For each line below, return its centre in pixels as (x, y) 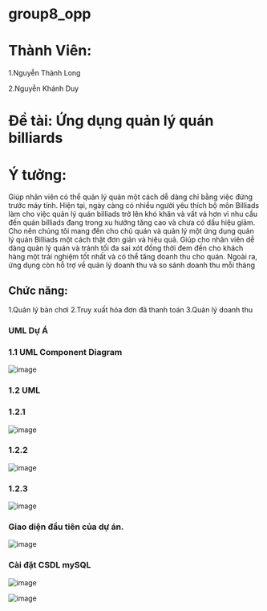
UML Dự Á (28, 330)
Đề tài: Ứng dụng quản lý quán (111, 121)
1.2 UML (24, 390)
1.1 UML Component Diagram (65, 352)
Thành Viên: (50, 51)
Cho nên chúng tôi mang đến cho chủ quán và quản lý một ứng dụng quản (131, 231)
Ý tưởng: (37, 175)
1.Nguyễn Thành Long (44, 73)
